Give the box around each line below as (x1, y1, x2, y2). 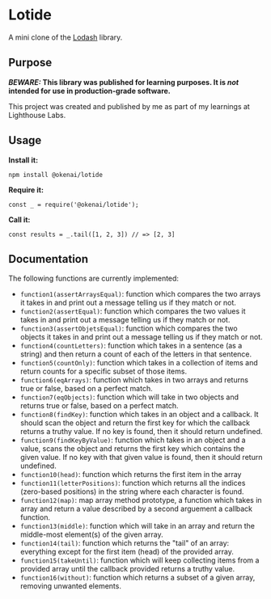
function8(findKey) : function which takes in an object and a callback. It (19, 410, 259, 420)
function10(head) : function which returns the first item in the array (19, 470, 242, 479)
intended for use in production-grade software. (8, 86, 171, 95)
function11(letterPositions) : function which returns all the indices (19, 479, 246, 488)
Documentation (8, 252, 89, 266)
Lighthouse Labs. (8, 110, 66, 120)
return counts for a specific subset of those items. (19, 366, 188, 377)
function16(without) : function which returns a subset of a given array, (19, 572, 256, 583)
